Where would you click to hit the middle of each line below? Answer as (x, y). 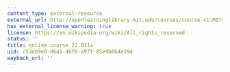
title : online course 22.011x (50, 45)
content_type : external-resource (55, 13)
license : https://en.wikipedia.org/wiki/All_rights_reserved (96, 33)
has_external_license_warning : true (59, 26)
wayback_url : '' (30, 58)
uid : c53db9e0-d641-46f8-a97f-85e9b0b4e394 (70, 52)
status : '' (23, 39)
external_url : (27, 20)
